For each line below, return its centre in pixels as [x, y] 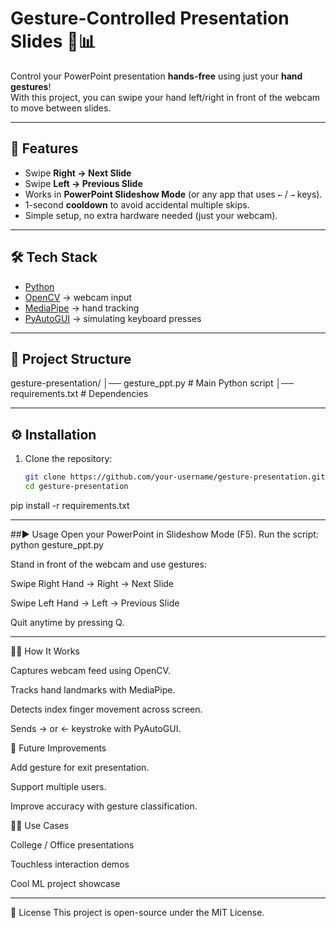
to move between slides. [61, 108]
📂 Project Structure [71, 358]
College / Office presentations [72, 844]
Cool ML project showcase [65, 883]
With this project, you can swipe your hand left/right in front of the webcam [165, 97]
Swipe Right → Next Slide [78, 173]
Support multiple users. [58, 786]
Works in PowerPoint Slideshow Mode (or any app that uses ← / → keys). [173, 194]
